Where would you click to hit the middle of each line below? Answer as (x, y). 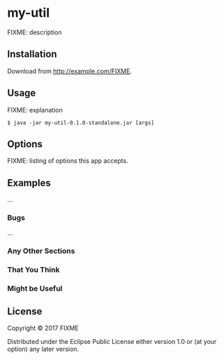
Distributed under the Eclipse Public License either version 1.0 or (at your (112, 342)
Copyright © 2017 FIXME (43, 328)
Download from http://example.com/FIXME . (70, 71)
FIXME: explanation (35, 110)
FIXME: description (35, 32)
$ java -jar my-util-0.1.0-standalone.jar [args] (81, 123)
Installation (32, 54)
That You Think (33, 270)
